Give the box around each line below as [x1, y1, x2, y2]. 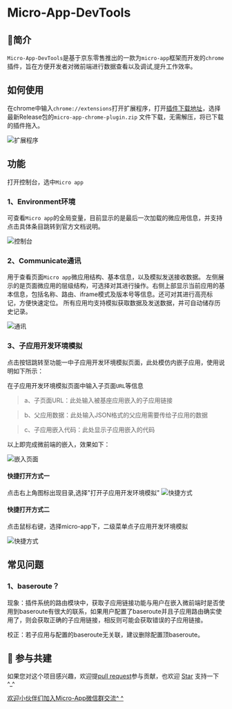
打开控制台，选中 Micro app [7, 177, 84, 186]
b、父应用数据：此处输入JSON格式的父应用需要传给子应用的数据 [23, 411, 209, 419]
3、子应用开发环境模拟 [7, 341, 83, 351]
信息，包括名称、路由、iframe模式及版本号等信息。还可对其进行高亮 [12, 290, 207, 298]
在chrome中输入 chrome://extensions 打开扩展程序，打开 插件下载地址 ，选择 [7, 104, 221, 112]
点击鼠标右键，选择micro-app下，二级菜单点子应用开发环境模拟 [7, 522, 188, 530]
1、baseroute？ [7, 581, 60, 591]
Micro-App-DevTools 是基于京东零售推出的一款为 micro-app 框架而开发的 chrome [7, 54, 224, 61]
